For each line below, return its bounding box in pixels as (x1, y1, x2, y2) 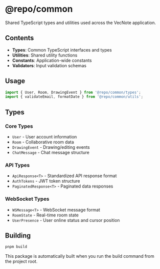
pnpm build (5, 244, 27, 249)
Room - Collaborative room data (12, 139, 74, 145)
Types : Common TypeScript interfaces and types (12, 47, 112, 53)
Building (5, 231, 31, 240)
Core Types (5, 123, 33, 130)
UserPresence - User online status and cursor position (12, 217, 120, 223)
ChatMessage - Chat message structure (12, 150, 90, 155)
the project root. (5, 259, 38, 265)
